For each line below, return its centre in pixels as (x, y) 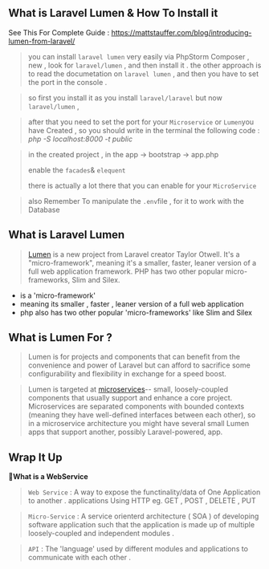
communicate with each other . (79, 558)
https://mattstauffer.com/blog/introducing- (181, 32)
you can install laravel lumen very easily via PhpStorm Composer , (139, 56)
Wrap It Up (35, 457)
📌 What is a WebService (48, 477)
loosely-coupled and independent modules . (101, 534)
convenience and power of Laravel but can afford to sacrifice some (139, 365)
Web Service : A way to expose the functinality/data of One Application (144, 492)
